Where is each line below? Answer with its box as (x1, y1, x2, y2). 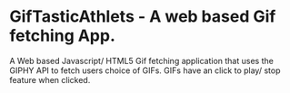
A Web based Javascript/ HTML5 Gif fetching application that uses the (9, 55, 275, 66)
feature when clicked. (9, 74, 91, 85)
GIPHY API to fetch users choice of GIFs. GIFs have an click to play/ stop (9, 65, 281, 76)
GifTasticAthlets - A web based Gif (9, 6, 276, 27)
